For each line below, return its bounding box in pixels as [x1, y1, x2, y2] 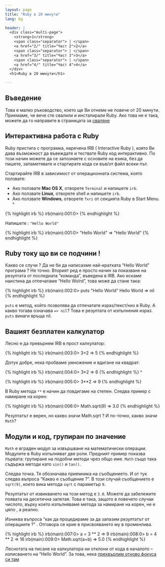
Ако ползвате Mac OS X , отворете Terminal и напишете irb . [12, 185, 138, 191]
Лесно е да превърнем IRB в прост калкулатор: [5, 341, 105, 347]
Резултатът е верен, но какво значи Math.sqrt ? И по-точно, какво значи [5, 413, 158, 419]
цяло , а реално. [5, 507, 39, 513]
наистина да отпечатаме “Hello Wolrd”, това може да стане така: [5, 278, 141, 284]
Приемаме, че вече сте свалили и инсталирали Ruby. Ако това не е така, [5, 112, 159, 118]
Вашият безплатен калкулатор [5, 327, 105, 336]
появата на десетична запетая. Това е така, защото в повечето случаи [5, 496, 154, 502]
